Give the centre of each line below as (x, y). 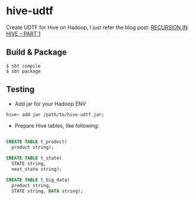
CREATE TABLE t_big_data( (38, 180)
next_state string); (37, 169)
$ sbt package (24, 71)
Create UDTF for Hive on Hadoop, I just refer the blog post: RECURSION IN (97, 27)
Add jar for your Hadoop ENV (50, 104)
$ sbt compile (24, 66)
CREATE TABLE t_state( (34, 158)
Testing (20, 89)
